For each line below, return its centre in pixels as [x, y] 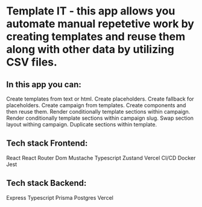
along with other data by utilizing [90, 50]
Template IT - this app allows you [91, 11]
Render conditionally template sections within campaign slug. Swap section [100, 118]
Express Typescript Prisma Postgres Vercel [60, 197]
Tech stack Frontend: [47, 144]
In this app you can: [44, 85]
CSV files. [32, 62]
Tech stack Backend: [46, 183]
